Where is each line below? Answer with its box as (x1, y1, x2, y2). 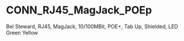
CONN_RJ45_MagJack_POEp (6, 4, 152, 17)
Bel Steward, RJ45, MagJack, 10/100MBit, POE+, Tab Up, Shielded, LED (6, 23, 178, 30)
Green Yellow (6, 29, 38, 36)
